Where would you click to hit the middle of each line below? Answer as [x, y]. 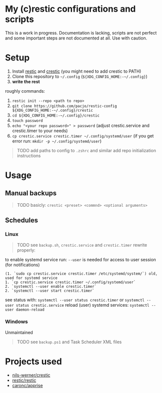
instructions [29, 156]
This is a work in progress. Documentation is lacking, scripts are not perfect [81, 33]
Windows [17, 322]
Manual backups [31, 193]
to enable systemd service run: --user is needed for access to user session [81, 259]
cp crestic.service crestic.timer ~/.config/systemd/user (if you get [83, 136]
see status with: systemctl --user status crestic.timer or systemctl [75, 300]
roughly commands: [25, 91]
